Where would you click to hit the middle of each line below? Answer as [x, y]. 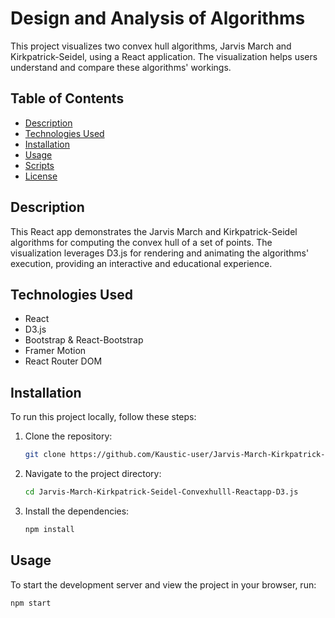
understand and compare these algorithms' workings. [121, 67]
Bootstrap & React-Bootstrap [84, 340]
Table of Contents [67, 98]
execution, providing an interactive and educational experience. [141, 263]
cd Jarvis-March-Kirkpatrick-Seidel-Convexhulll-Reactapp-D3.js [161, 492]
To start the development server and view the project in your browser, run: [163, 584]
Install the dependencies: [77, 511]
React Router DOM [63, 361]
